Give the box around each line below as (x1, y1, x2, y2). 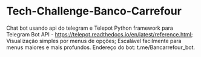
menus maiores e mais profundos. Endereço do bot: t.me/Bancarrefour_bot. (6, 44, 196, 51)
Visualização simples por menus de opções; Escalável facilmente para (6, 37, 182, 44)
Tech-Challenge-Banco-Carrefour (6, 4, 182, 18)
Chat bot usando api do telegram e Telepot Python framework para (6, 24, 174, 32)
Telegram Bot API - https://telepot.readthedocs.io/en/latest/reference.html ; (6, 30, 193, 38)
